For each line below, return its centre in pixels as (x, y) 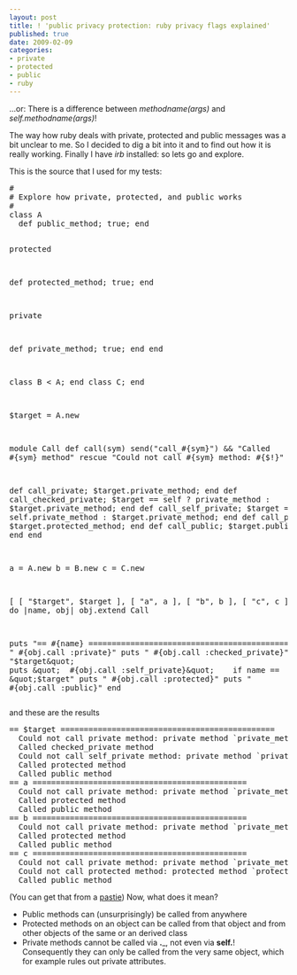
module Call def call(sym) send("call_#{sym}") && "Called (140, 448)
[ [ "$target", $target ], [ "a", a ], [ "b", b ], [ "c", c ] (149, 601)
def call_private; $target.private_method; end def (124, 490)
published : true (39, 34)
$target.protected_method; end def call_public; (116, 526)
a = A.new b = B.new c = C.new (77, 568)
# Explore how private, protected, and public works (126, 197)
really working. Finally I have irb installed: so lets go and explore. (127, 154)
